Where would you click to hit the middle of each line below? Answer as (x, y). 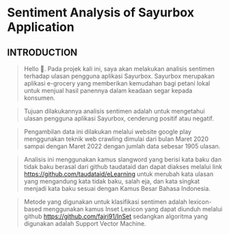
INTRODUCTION (42, 52)
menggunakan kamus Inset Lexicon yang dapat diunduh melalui (133, 209)
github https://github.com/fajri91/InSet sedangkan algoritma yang (116, 216)
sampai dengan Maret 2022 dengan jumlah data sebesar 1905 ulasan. (122, 146)
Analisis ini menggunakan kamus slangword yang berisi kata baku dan (123, 159)
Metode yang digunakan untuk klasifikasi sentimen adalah (106, 202)
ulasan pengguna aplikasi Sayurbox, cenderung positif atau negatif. (119, 118)
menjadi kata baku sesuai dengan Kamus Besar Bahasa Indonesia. (117, 188)
